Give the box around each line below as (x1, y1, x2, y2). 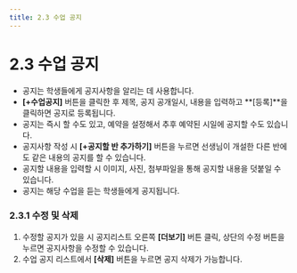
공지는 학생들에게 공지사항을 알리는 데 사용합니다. (21, 85, 194, 96)
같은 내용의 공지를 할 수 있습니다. (31, 152, 146, 163)
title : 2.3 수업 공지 (9, 12, 82, 22)
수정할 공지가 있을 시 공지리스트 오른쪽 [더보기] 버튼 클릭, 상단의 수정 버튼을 (21, 231, 285, 242)
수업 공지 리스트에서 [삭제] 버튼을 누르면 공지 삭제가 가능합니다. (21, 253, 243, 264)
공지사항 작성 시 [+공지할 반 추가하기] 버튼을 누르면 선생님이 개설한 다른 (21, 141, 271, 151)
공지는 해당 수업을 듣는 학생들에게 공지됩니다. (21, 185, 180, 196)
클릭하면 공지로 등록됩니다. (21, 108, 116, 118)
